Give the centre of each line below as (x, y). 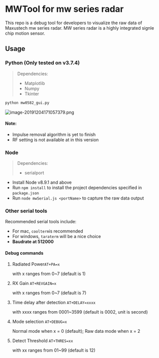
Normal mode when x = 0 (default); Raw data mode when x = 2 (76, 331)
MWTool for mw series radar (64, 9)
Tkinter (32, 94)
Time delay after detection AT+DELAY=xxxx (54, 302)
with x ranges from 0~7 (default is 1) (49, 274)
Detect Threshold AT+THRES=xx (43, 340)
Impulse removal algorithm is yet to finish (54, 134)
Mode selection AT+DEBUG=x (40, 321)
